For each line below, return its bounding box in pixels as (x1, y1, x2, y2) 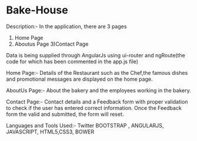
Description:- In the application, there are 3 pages (6, 23, 127, 30)
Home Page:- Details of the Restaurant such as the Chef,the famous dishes (6, 69, 188, 76)
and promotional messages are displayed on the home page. (6, 75, 153, 82)
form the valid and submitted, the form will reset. (6, 111, 124, 118)
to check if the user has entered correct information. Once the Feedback (6, 104, 182, 111)
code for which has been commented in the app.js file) (6, 58, 139, 65)
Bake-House (6, 4, 69, 17)
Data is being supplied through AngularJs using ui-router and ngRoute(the (6, 51, 185, 59)
